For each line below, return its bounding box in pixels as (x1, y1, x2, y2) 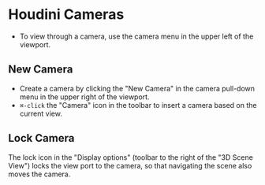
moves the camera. (8, 169, 71, 179)
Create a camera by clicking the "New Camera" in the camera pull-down (19, 83, 255, 93)
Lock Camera (8, 131, 75, 145)
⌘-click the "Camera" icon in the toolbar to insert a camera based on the (19, 100, 257, 109)
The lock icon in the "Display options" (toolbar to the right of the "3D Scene (8, 152, 254, 162)
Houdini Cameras (8, 6, 125, 24)
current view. (19, 109, 63, 118)
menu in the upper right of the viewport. (19, 92, 150, 102)
